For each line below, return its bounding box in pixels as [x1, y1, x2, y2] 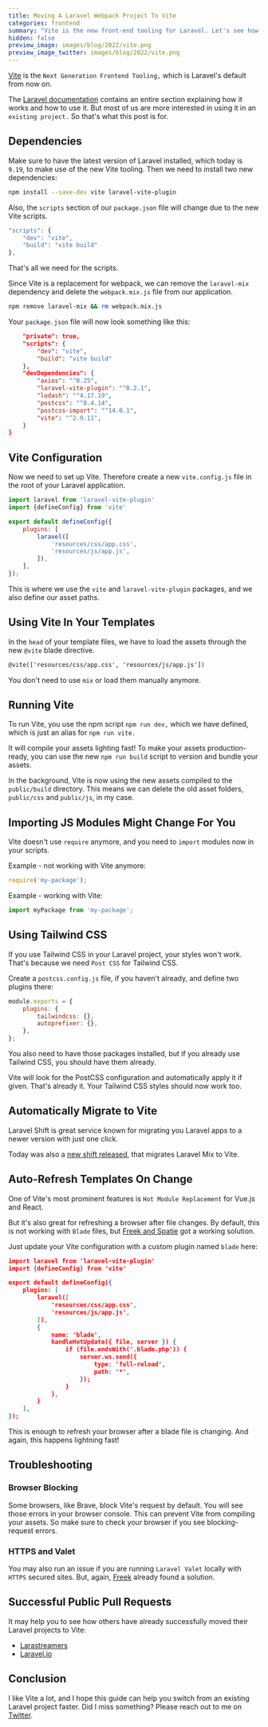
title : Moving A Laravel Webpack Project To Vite [8, 11, 177, 20]
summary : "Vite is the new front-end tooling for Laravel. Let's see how [8, 26, 259, 34]
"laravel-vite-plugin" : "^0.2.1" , [37, 384, 152, 392]
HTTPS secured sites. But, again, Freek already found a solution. [8, 1572, 215, 1582]
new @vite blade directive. [8, 645, 95, 655]
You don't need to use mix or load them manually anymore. [8, 675, 202, 684]
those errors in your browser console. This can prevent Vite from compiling [8, 1508, 255, 1518]
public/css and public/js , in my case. [8, 793, 134, 802]
